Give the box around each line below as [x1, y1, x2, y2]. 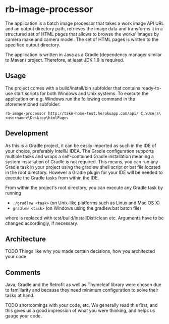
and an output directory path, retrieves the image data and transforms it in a [5, 25, 163, 31]
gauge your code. [5, 313, 42, 319]
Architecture [5, 235, 46, 243]
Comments [5, 268, 41, 276]
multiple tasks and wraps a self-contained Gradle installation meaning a [5, 153, 154, 159]
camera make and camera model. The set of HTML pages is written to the [5, 36, 159, 42]
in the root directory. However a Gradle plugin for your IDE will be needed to [5, 169, 163, 175]
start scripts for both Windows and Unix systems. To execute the [14, 90, 149, 97]
